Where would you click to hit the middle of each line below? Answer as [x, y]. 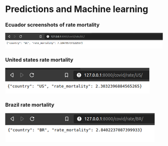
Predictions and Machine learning [77, 9]
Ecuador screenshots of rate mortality [52, 25]
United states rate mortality [39, 60]
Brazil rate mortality [30, 105]
